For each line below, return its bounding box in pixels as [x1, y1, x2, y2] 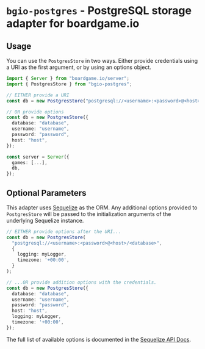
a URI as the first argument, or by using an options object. [6, 63, 151, 71]
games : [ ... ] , [12, 159, 48, 165]
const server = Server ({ [6, 154, 70, 160]
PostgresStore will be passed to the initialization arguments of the [6, 210, 171, 217]
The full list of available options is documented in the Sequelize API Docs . [6, 336, 191, 343]
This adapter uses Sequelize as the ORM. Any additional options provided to [6, 204, 198, 211]
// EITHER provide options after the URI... [6, 228, 121, 235]
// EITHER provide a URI [6, 92, 70, 98]
